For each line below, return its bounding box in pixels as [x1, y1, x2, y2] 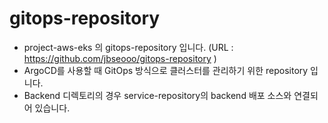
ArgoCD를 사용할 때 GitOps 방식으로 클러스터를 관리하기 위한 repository [23, 64, 309, 76]
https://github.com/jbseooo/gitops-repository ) [23, 52, 217, 64]
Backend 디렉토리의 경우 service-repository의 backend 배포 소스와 [23, 89, 292, 101]
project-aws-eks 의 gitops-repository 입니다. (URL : [23, 41, 234, 53]
